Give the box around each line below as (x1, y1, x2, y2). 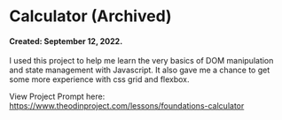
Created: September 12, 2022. (9, 35, 123, 46)
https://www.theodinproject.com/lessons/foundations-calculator (9, 101, 245, 111)
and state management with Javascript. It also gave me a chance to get (9, 64, 270, 76)
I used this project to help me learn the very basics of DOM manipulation (9, 56, 274, 66)
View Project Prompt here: (9, 91, 106, 102)
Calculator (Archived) (9, 6, 172, 26)
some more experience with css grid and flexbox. (9, 74, 190, 85)
